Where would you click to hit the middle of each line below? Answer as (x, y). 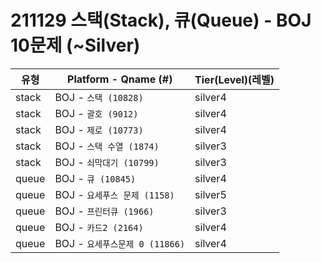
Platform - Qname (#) (120, 79)
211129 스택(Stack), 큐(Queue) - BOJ (161, 20)
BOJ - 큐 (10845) (95, 178)
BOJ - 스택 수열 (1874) (107, 146)
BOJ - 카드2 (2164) (99, 227)
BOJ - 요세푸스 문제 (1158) (114, 194)
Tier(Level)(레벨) (234, 79)
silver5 (210, 194)
